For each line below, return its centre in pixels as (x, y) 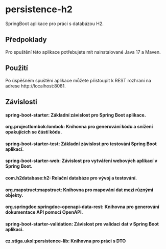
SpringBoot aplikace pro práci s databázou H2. (54, 24)
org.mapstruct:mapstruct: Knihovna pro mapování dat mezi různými (79, 190)
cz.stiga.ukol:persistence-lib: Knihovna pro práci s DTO (66, 241)
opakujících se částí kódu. (34, 132)
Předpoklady (26, 40)
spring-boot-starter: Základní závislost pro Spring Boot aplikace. (76, 115)
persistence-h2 (39, 9)
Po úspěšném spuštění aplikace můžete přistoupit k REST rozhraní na (78, 80)
